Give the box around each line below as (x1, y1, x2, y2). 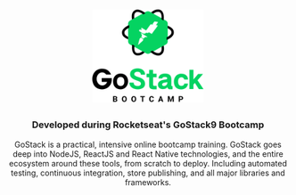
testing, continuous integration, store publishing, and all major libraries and (11, 167, 285, 178)
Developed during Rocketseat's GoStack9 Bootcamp (31, 118, 265, 131)
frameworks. (124, 176, 172, 187)
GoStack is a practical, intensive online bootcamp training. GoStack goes (14, 139, 282, 150)
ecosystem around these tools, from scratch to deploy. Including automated (8, 158, 288, 168)
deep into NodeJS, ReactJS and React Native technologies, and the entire (12, 148, 284, 159)
